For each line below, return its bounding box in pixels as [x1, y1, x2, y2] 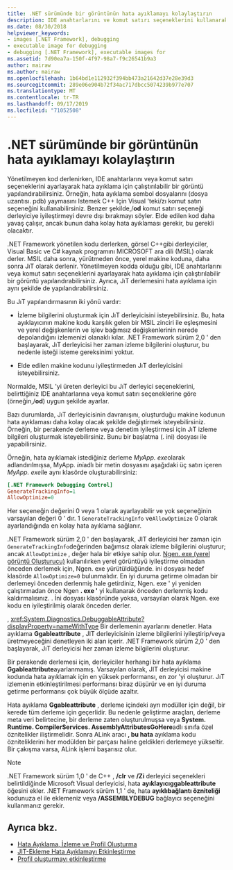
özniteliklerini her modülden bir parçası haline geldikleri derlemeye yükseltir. [7, 737, 224, 746]
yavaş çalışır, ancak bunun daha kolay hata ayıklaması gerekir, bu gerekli [7, 219, 214, 227]
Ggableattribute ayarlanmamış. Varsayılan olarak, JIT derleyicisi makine [7, 665, 212, 674]
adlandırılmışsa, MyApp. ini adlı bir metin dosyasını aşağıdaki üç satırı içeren [7, 460, 222, 469]
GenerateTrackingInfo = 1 [7, 487, 76, 495]
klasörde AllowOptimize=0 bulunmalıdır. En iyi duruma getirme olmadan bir [7, 572, 218, 580]
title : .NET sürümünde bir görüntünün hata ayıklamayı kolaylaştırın [7, 10, 213, 17]
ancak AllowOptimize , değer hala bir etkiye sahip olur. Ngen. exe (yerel [7, 550, 210, 558]
